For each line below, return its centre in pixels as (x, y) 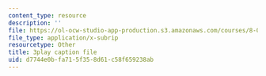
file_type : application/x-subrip (63, 38)
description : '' (35, 23)
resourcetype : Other (42, 45)
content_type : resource (47, 15)
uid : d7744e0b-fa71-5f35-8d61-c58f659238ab (81, 60)
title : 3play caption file (53, 52)
